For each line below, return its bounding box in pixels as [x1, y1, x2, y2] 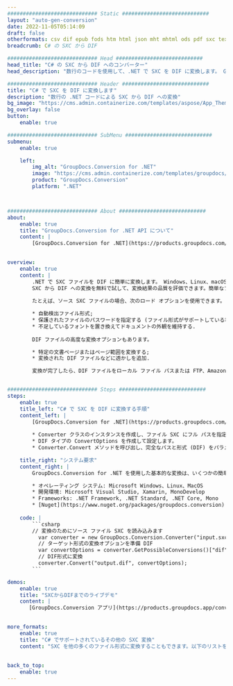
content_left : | [19, 412, 67, 419]
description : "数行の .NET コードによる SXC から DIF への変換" [7, 93, 181, 101]
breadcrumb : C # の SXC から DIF [7, 42, 98, 49]
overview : [7, 259, 36, 266]
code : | [19, 514, 42, 521]
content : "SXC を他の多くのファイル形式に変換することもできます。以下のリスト [19, 643, 223, 650]
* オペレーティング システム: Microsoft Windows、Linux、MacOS [32, 482, 203, 490]
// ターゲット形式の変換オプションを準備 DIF [37, 540, 153, 547]
